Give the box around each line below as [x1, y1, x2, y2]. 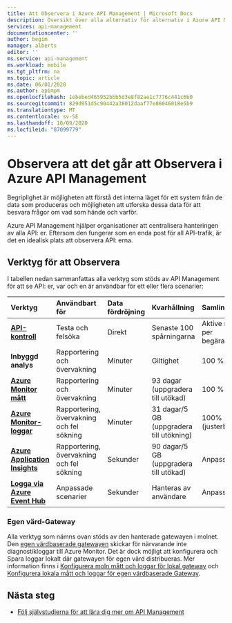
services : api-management [7, 23, 81, 30]
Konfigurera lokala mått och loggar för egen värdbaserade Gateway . [7, 569, 201, 578]
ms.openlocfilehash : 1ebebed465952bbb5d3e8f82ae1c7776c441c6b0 [7, 94, 193, 101]
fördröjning [107, 307, 145, 317]
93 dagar [151, 376, 182, 386]
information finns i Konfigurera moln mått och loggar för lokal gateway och [7, 562, 219, 570]
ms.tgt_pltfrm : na [7, 68, 60, 75]
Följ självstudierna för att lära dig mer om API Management [17, 608, 184, 616]
